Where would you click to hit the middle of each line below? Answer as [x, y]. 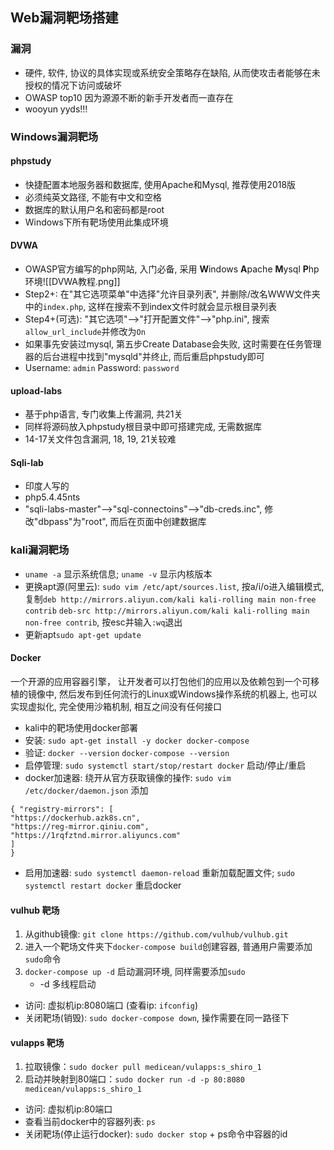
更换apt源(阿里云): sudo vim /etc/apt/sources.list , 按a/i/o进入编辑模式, [174, 586]
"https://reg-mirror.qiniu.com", [80, 826]
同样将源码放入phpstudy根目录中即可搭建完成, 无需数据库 [143, 427]
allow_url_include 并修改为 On [85, 332]
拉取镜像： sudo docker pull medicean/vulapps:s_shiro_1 [143, 1067]
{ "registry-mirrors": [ [62, 809]
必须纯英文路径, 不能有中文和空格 [93, 197]
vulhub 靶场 [35, 910]
